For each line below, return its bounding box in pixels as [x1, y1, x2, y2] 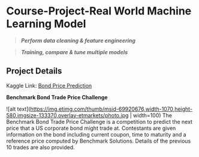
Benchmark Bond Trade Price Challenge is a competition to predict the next [6, 118, 193, 125]
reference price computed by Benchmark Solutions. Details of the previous [6, 137, 191, 144]
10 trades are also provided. [6, 143, 75, 151]
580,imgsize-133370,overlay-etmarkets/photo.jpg [6, 111, 129, 119]
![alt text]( [6, 105, 31, 112]
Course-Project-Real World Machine [6, 4, 192, 18]
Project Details [6, 66, 62, 76]
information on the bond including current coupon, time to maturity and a [6, 131, 187, 138]
